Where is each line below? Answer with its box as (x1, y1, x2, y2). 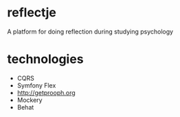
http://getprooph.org (16, 88, 76, 96)
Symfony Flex (16, 81, 56, 90)
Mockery (16, 96, 43, 104)
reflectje (7, 5, 57, 21)
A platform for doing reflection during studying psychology (7, 27, 174, 36)
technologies (7, 51, 84, 67)
